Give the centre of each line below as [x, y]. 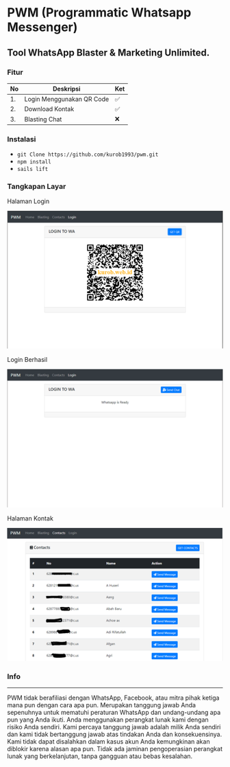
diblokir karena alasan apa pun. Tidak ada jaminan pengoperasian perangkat [115, 748]
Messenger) [42, 27]
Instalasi [22, 139]
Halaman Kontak [30, 518]
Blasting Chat [43, 119]
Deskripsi [66, 89]
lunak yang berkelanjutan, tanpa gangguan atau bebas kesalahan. [100, 756]
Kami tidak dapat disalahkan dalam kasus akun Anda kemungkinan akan [108, 741]
